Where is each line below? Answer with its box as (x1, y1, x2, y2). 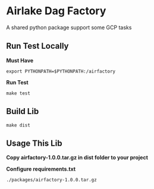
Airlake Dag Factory (6, 4, 106, 18)
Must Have (6, 56, 34, 64)
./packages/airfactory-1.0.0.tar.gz (6, 177, 97, 183)
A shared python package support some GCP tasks (6, 24, 132, 31)
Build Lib (6, 106, 39, 116)
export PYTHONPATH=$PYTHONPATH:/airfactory (6, 68, 116, 74)
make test (6, 90, 31, 96)
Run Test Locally (6, 41, 69, 51)
